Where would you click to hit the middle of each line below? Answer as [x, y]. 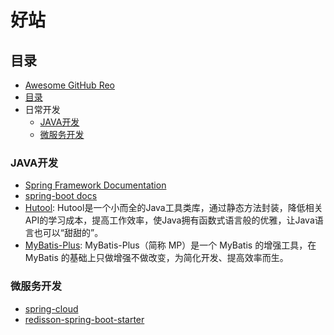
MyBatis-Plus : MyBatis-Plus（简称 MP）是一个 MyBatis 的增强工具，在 [170, 245]
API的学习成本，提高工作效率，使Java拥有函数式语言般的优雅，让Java [169, 220]
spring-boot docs [61, 196]
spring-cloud [51, 308]
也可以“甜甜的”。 [68, 233]
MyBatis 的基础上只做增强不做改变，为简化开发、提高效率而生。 [156, 258]
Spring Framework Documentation [95, 185]
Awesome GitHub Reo [69, 85]
